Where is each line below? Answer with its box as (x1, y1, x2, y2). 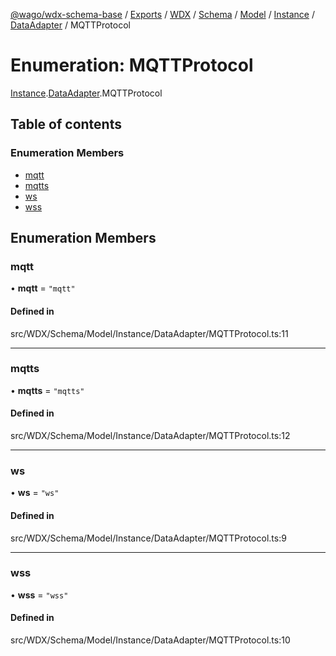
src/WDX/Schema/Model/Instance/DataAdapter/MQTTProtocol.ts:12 (10, 430, 291, 442)
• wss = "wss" (10, 589, 69, 601)
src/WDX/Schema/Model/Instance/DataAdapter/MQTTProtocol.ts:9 (10, 532, 287, 544)
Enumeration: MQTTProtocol (10, 54, 254, 77)
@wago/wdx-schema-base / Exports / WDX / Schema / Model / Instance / (10, 9, 315, 20)
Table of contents (10, 116, 122, 133)
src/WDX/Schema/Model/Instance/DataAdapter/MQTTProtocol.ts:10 (10, 634, 291, 646)
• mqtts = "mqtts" (10, 384, 85, 396)
